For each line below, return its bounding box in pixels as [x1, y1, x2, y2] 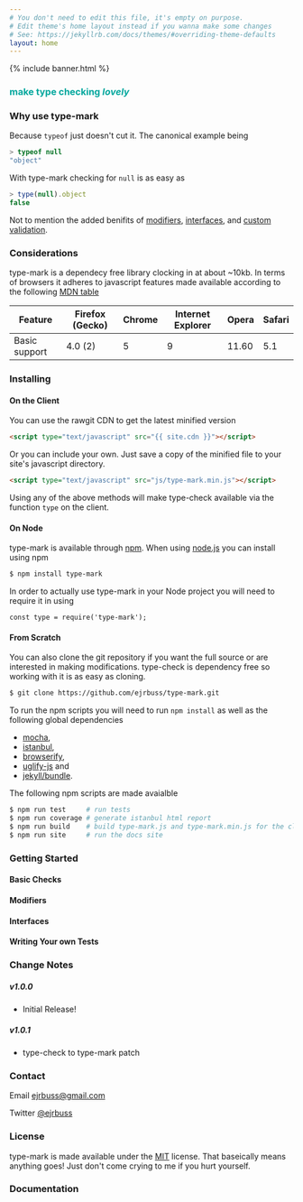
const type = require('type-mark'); [9, 613, 147, 623]
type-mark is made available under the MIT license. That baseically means [9, 1151, 287, 1161]
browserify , [22, 751, 65, 763]
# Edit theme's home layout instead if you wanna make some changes [9, 22, 272, 31]
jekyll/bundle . [22, 771, 74, 781]
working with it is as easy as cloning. [9, 671, 146, 682]
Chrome [123, 313, 159, 326]
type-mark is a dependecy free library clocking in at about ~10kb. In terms [9, 267, 286, 278]
